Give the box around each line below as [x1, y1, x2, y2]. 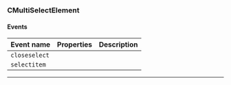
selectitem [10, 61, 46, 69]
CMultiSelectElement [7, 5, 80, 15]
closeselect [10, 51, 50, 60]
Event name [10, 40, 51, 49]
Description [98, 40, 138, 49]
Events [7, 23, 27, 31]
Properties [57, 40, 93, 49]
